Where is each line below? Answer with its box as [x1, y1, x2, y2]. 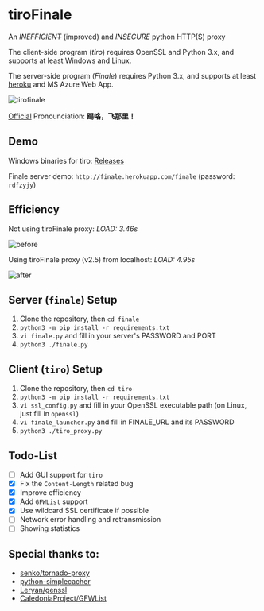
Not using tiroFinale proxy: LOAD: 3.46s [8, 224, 138, 234]
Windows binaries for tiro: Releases [8, 156, 125, 165]
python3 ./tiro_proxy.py [19, 427, 103, 435]
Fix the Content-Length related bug [19, 479, 134, 489]
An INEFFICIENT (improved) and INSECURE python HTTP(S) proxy [8, 32, 226, 41]
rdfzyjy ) [8, 180, 37, 189]
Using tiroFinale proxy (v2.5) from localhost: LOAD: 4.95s [8, 254, 196, 264]
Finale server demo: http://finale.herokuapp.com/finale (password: [8, 171, 235, 180]
